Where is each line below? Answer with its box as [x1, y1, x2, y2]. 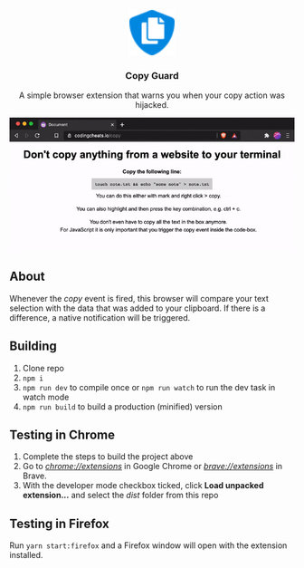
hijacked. [135, 100, 169, 111]
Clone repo [22, 362, 65, 373]
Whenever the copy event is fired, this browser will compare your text [9, 293, 270, 303]
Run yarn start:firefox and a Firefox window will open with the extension [9, 540, 288, 551]
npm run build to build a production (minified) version [22, 400, 223, 412]
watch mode [22, 391, 70, 402]
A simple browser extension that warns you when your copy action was [19, 90, 285, 101]
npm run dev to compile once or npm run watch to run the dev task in [22, 381, 276, 392]
